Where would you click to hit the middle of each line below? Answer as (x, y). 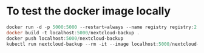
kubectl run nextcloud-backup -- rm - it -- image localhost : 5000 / (89, 44)
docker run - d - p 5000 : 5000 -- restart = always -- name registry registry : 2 (102, 27)
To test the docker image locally (89, 11)
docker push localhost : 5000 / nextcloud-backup (65, 38)
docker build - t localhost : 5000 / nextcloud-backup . (73, 33)
